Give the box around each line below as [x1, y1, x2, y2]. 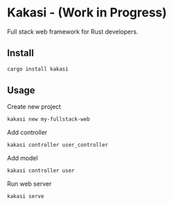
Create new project [7, 103, 62, 111]
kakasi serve [7, 193, 44, 200]
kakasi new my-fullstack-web [7, 116, 90, 123]
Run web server [7, 180, 52, 188]
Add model [7, 154, 38, 162]
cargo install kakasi [7, 65, 69, 73]
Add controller [7, 128, 48, 136]
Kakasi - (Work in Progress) [7, 5, 168, 21]
